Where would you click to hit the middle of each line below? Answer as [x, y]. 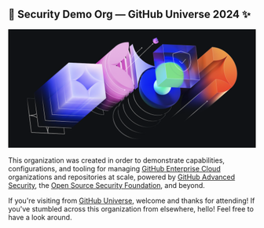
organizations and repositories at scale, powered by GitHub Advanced [122, 177]
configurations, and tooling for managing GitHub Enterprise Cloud [115, 168]
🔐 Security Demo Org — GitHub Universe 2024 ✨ [130, 15]
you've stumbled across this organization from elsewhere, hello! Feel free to [131, 208]
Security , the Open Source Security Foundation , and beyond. [107, 185]
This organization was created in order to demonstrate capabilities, [117, 160]
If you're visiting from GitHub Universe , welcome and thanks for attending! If [132, 200]
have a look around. [40, 217]
